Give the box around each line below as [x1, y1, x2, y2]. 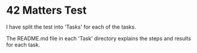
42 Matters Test [6, 4, 87, 17]
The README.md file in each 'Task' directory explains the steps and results [6, 35, 192, 42]
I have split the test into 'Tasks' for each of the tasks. [6, 23, 136, 30]
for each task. [6, 41, 41, 48]
